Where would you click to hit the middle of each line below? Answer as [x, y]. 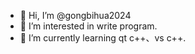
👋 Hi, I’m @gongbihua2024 [75, 15]
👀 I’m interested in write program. [88, 26]
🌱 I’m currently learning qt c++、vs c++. [103, 38]
